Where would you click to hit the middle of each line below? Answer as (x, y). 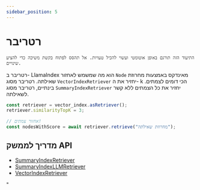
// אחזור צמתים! (24, 121)
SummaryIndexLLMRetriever (50, 167)
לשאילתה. (17, 94)
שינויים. (14, 63)
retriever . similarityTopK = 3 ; (45, 111)
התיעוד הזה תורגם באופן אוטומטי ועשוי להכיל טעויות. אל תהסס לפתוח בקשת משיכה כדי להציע (100, 58)
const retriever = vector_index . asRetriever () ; (67, 105)
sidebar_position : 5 (32, 12)
